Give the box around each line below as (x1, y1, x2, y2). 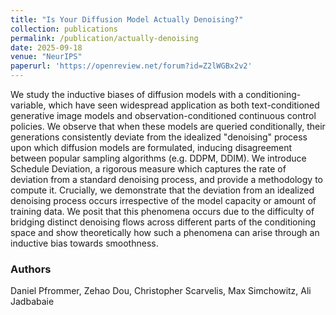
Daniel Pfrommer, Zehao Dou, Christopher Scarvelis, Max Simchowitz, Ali (10, 285, 312, 297)
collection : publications (10, 24, 118, 34)
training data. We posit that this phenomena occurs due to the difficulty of (10, 206, 315, 217)
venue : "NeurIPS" (10, 52, 83, 62)
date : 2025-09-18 (10, 42, 83, 53)
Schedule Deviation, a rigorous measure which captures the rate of (10, 163, 287, 175)
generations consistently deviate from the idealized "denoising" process (10, 131, 308, 143)
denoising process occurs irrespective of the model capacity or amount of (10, 195, 317, 206)
